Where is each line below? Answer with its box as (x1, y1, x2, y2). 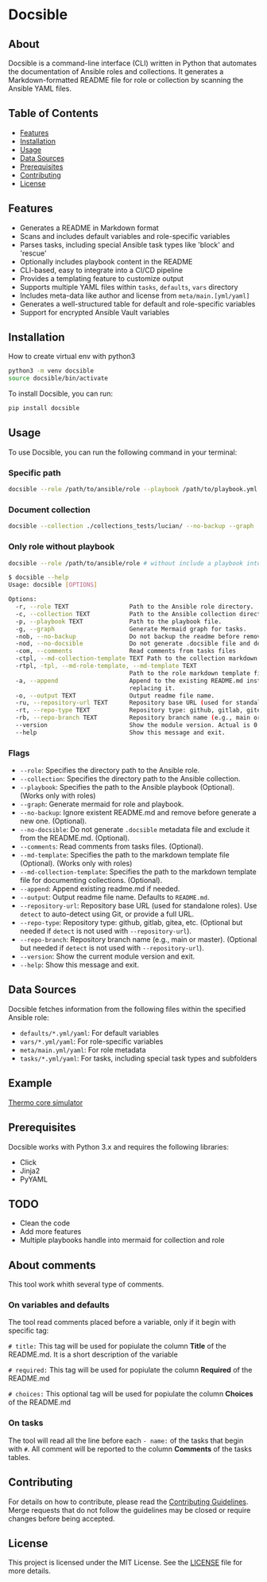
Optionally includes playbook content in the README (19, 256, 193, 266)
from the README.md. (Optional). (19, 834, 130, 843)
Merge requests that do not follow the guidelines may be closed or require (8, 1505, 251, 1514)
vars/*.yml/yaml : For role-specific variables (19, 1037, 164, 1046)
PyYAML (19, 1174, 48, 1184)
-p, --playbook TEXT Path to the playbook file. (15, 617, 222, 626)
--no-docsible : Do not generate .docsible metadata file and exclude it (19, 825, 250, 834)
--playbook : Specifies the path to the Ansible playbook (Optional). (19, 783, 235, 792)
